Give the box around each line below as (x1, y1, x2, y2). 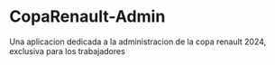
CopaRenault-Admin (9, 6, 166, 27)
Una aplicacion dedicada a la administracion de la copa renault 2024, (9, 36, 267, 47)
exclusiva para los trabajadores (9, 45, 126, 56)
